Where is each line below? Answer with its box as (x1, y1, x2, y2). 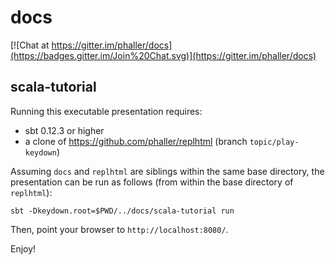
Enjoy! (10, 242, 37, 255)
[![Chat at (10, 39, 50, 51)
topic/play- (249, 137, 300, 147)
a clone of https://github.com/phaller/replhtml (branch (24, 135, 248, 147)
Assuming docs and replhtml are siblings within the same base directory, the (10, 165, 325, 177)
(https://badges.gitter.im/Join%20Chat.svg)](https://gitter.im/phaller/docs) (10, 49, 317, 61)
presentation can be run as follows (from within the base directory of (10, 176, 294, 188)
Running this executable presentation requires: (10, 105, 203, 117)
